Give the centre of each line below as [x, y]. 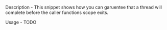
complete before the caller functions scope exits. [57, 12]
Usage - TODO [21, 22]
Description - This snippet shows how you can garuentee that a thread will [84, 7]
